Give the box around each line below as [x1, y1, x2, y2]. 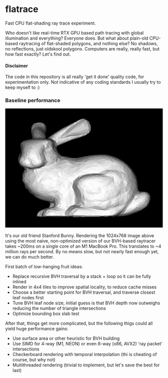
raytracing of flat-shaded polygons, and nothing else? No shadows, [19, 40, 158, 46]
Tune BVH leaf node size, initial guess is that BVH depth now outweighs [12, 300, 160, 306]
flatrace [5, 4, 38, 15]
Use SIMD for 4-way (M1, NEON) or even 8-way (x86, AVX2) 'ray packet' [12, 340, 162, 346]
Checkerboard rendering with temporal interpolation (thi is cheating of [12, 351, 157, 357]
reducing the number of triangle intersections [12, 305, 106, 311]
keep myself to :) [5, 84, 40, 91]
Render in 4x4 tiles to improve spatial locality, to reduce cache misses [12, 284, 156, 290]
